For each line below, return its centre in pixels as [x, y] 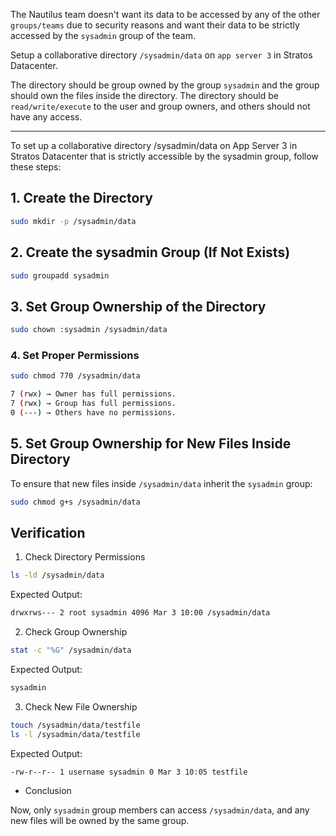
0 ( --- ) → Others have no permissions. [93, 412]
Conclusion [48, 791]
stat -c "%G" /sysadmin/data [71, 650]
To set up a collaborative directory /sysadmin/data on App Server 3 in [154, 145]
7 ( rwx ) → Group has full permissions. [93, 404]
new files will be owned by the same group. [100, 821]
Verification [48, 532]
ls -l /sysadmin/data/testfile [75, 734]
